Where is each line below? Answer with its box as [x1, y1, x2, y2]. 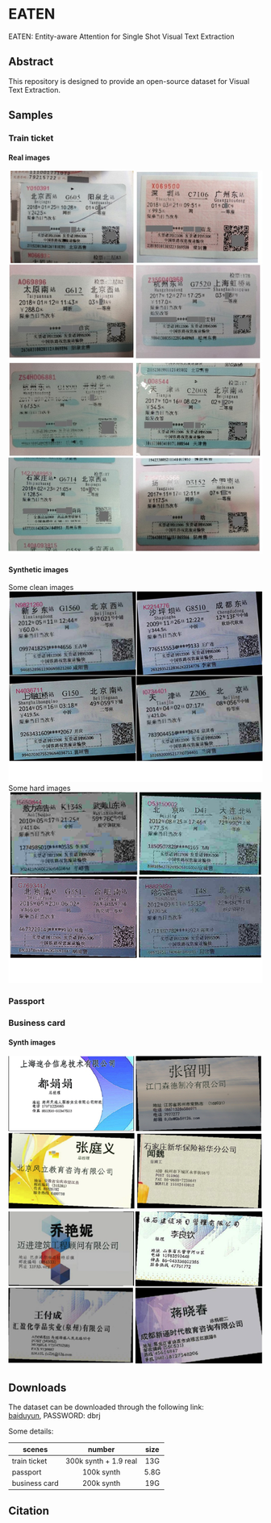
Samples [8, 108, 54, 122]
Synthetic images [8, 564, 69, 574]
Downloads [8, 1381, 67, 1395]
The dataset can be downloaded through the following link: [8, 1402, 204, 1412]
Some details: [8, 1426, 54, 1437]
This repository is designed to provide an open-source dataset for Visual [8, 76, 250, 86]
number [87, 1444, 115, 1454]
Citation [8, 1504, 50, 1518]
